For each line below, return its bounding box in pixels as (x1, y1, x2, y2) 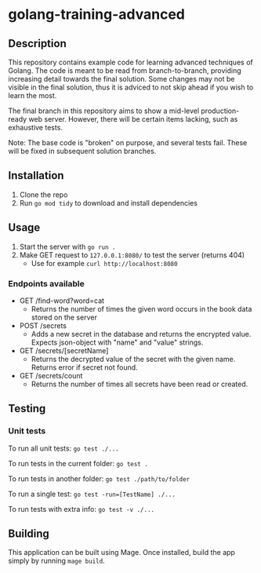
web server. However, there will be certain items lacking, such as (28, 115, 238, 123)
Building (8, 527, 49, 540)
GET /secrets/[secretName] (19, 345, 109, 355)
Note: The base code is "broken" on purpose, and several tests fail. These (8, 138, 248, 147)
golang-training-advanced (8, 5, 186, 24)
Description (8, 37, 67, 50)
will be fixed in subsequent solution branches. (8, 147, 157, 155)
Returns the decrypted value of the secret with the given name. (31, 354, 236, 363)
